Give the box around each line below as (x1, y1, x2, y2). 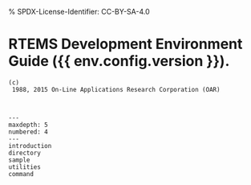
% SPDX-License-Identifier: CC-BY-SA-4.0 (8, 7, 150, 16)
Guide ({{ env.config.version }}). (8, 52, 230, 71)
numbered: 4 (8, 128, 48, 136)
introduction (8, 142, 52, 150)
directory (8, 149, 42, 157)
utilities (8, 162, 42, 171)
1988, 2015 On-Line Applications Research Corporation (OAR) (11, 85, 221, 93)
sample (8, 156, 30, 164)
